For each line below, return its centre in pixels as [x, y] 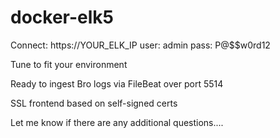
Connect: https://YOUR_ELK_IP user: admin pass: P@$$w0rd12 [140, 45]
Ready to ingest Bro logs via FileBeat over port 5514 [117, 83]
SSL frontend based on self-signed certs [94, 103]
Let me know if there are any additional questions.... [117, 122]
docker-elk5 [62, 17]
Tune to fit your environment [69, 64]
